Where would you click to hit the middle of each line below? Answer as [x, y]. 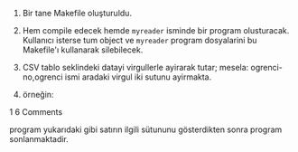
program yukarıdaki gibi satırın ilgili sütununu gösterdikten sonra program [146, 129]
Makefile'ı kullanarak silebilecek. [83, 50]
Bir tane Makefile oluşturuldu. [77, 13]
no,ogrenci [42, 77]
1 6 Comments [36, 112]
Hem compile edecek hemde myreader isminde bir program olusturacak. [156, 30]
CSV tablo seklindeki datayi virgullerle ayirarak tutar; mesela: [135, 67]
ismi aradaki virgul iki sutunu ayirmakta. [138, 77]
